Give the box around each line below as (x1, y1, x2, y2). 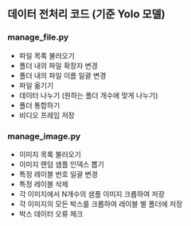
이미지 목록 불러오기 (18, 149, 81, 159)
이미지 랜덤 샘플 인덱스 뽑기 (18, 159, 105, 169)
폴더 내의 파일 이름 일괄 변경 (18, 71, 107, 80)
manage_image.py (7, 130, 81, 141)
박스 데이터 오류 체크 (18, 209, 84, 218)
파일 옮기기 (18, 80, 54, 90)
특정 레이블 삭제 (18, 179, 68, 189)
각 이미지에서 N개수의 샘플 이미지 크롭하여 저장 (18, 189, 165, 198)
